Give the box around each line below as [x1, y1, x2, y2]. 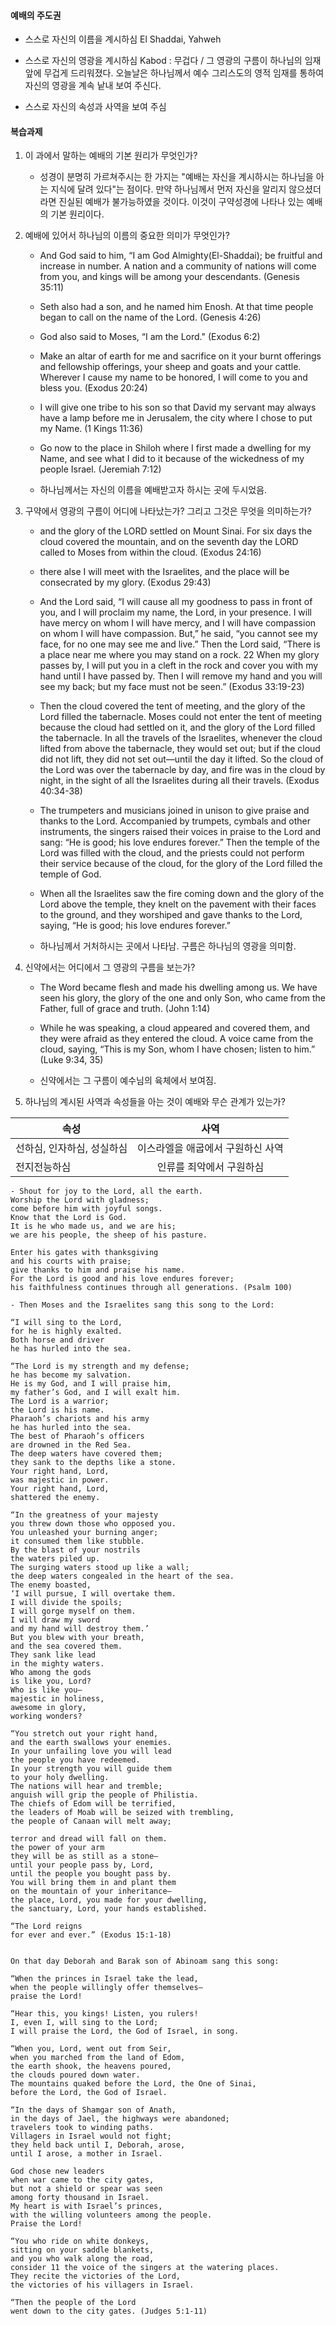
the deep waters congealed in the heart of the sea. [10, 1571, 235, 1582]
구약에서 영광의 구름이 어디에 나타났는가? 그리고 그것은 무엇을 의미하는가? [24, 505, 312, 517]
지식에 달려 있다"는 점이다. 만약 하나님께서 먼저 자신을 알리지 [50, 183, 287, 195]
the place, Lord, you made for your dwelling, [10, 1895, 208, 1905]
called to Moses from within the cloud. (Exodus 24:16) [39, 546, 262, 559]
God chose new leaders [10, 2166, 105, 2177]
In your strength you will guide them [10, 1764, 172, 1774]
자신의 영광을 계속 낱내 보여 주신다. [24, 80, 162, 92]
